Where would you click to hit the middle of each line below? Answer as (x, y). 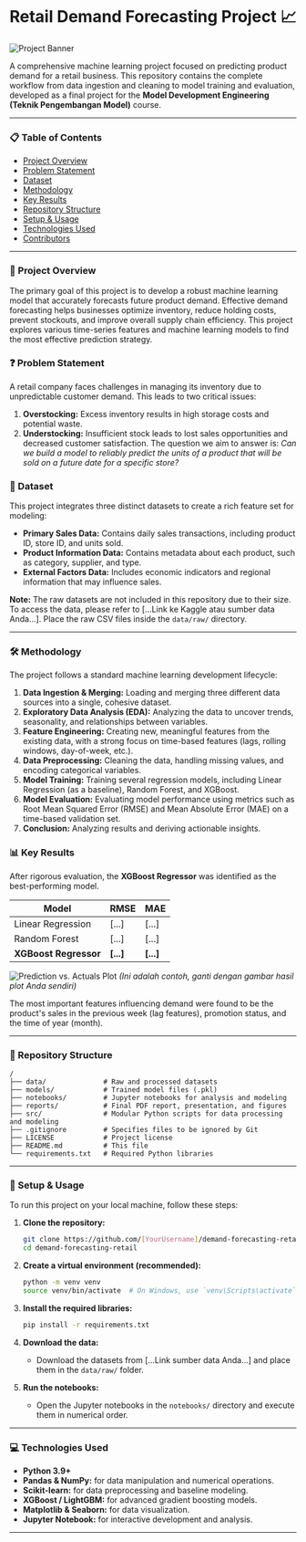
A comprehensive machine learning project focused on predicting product (148, 66)
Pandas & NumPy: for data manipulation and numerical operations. (148, 1480)
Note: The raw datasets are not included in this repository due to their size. (150, 600)
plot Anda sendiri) (43, 985)
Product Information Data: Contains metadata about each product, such (159, 553)
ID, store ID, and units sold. (73, 543)
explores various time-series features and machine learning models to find (149, 330)
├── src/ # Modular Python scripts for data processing (146, 1114)
